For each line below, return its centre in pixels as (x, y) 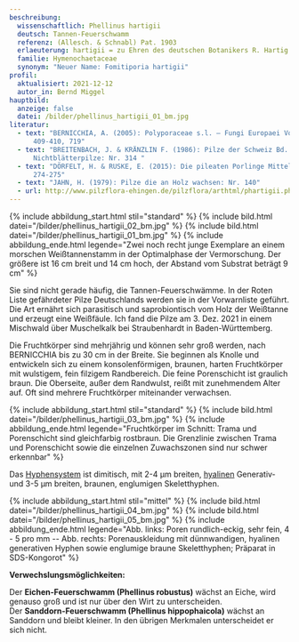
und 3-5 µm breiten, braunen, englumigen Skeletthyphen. (114, 484)
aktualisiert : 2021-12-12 (65, 84)
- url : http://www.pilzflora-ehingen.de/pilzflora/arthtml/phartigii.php (157, 191)
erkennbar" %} (36, 457)
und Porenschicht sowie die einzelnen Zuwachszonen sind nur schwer (138, 447)
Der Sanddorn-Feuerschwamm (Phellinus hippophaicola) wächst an (137, 611)
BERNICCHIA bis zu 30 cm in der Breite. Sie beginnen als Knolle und (134, 355)
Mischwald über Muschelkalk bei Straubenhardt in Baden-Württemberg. (141, 328)
